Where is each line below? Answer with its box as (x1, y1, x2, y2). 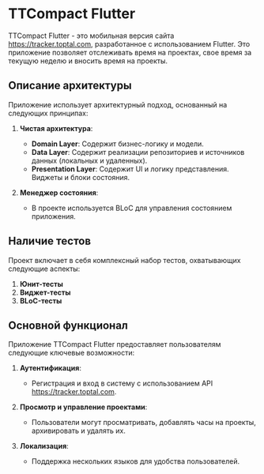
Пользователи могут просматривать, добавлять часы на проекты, (31, 418, 257, 427)
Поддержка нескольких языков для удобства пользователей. (31, 457, 240, 466)
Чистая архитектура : (19, 123, 93, 133)
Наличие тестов (8, 235, 92, 248)
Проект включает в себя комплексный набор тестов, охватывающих (8, 255, 241, 265)
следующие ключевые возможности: (8, 348, 135, 358)
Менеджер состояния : (19, 187, 99, 197)
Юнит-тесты (19, 279, 63, 288)
